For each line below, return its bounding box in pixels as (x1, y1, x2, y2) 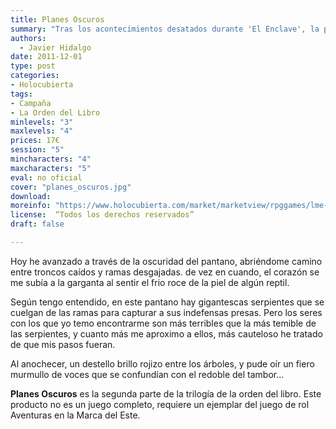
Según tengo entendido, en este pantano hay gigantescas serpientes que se (10, 296, 325, 308)
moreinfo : (10, 201, 52, 211)
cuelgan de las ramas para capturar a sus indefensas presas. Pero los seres (10, 306, 323, 318)
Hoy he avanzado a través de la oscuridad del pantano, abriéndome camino (10, 255, 323, 267)
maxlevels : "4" (10, 126, 74, 136)
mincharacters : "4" (10, 154, 92, 164)
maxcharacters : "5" (10, 163, 92, 173)
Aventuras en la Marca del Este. (10, 409, 141, 421)
